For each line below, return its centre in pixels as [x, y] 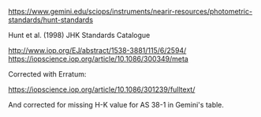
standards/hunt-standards [50, 20]
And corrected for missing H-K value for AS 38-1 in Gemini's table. [116, 105]
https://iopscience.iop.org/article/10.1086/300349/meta [99, 59]
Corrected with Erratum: [47, 74]
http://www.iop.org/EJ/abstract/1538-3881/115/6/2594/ [97, 50]
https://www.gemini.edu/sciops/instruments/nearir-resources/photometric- [130, 11]
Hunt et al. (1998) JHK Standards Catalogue [79, 35]
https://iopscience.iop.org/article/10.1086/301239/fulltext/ [102, 89]
